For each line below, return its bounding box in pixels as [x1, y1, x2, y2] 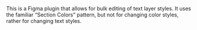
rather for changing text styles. [6, 18, 82, 24]
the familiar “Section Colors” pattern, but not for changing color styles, [6, 11, 179, 18]
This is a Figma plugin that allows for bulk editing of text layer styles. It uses [6, 5, 192, 12]
